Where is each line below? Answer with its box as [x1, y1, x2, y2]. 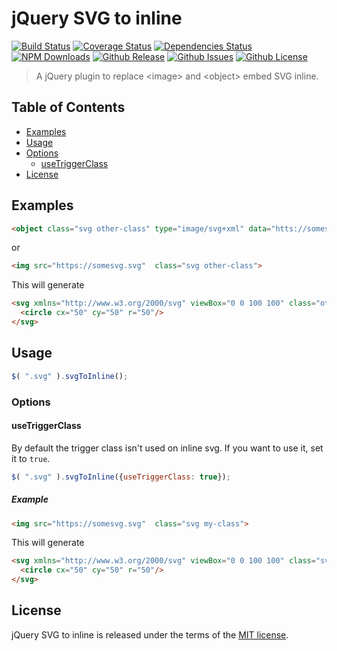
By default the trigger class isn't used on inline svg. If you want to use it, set [11, 442, 324, 454]
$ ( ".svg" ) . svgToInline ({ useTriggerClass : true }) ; [11, 472, 231, 482]
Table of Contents [11, 99, 126, 116]
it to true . [11, 452, 51, 464]
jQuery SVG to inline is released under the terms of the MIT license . [11, 628, 289, 641]
